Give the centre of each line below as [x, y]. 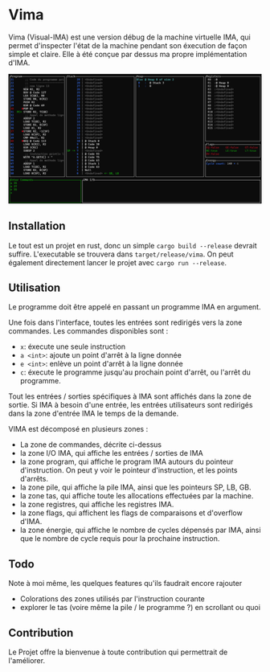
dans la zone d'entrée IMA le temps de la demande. [94, 414]
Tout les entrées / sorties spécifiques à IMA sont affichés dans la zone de [130, 396]
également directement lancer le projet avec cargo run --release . [118, 262]
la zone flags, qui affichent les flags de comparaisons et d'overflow [131, 513]
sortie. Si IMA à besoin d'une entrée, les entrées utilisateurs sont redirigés [131, 405]
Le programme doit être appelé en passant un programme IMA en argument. [135, 307]
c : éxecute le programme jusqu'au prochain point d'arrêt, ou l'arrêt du [135, 372]
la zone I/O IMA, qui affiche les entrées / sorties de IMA [111, 453]
